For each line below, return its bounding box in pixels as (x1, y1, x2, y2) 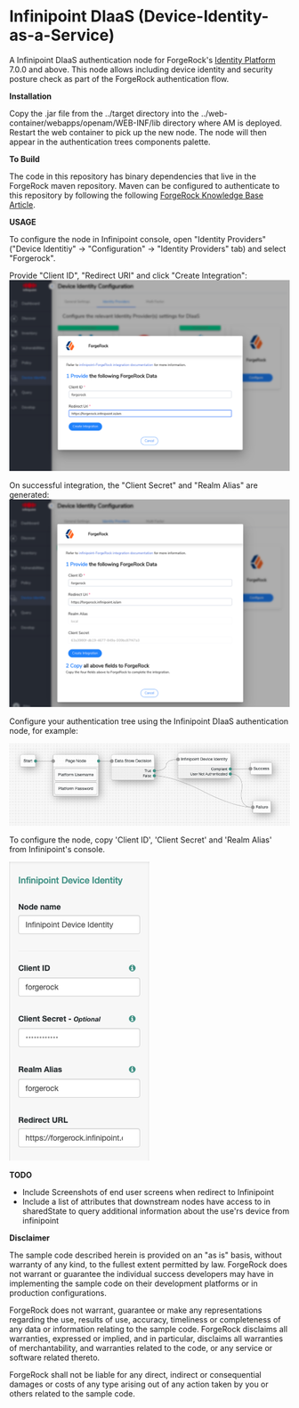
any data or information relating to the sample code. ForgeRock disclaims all (9, 1324, 287, 1335)
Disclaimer (9, 1233, 51, 1243)
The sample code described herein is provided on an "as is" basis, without (9, 1249, 282, 1261)
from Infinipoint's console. (9, 844, 105, 855)
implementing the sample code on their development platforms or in (9, 1278, 258, 1289)
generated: (9, 489, 50, 500)
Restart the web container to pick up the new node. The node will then (9, 126, 267, 137)
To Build (9, 153, 40, 164)
